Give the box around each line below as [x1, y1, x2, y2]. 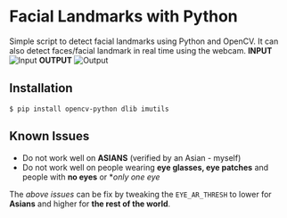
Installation [9, 80, 73, 96]
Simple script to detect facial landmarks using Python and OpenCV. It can [9, 36, 279, 46]
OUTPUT [38, 54, 73, 65]
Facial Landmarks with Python [9, 6, 238, 27]
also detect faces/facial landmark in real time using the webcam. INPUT [9, 45, 273, 55]
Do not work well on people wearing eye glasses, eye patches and [21, 162, 269, 172]
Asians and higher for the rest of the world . [9, 198, 171, 209]
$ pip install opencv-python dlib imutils [9, 105, 169, 113]
